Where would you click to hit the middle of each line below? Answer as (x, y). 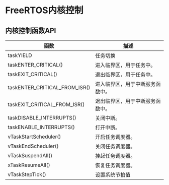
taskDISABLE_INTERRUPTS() (42, 118)
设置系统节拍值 (113, 175)
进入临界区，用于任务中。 (125, 65)
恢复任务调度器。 (115, 165)
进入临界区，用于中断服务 (125, 84)
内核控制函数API (31, 30)
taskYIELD (20, 55)
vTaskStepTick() (27, 174)
